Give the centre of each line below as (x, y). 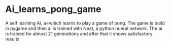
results (12, 39)
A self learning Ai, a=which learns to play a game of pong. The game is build (85, 23)
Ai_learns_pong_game (53, 9)
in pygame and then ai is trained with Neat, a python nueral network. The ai (84, 28)
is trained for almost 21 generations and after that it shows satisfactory (79, 33)
